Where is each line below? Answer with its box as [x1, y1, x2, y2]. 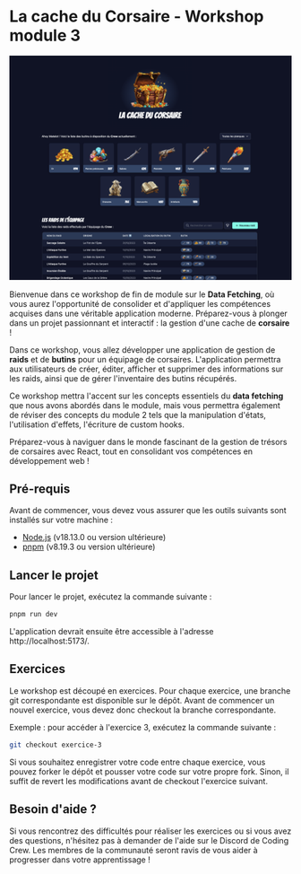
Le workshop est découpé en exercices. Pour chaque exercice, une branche [9, 685, 291, 696]
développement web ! [9, 455, 90, 466]
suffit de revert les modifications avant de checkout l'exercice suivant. [9, 775, 269, 786]
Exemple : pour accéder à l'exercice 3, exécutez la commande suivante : [9, 721, 277, 732]
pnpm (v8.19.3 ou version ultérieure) [21, 541, 156, 553]
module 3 [9, 25, 81, 46]
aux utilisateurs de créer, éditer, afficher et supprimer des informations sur [9, 363, 284, 374]
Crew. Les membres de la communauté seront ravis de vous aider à [9, 844, 258, 855]
